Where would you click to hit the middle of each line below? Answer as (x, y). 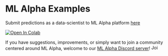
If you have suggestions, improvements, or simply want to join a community (84, 42)
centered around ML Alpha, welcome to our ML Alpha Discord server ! (78, 48)
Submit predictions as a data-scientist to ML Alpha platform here (73, 23)
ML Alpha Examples (48, 9)
